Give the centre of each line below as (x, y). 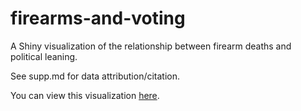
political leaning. (44, 56)
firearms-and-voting (98, 18)
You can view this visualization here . (85, 95)
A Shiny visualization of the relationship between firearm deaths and (151, 46)
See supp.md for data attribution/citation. (95, 76)
